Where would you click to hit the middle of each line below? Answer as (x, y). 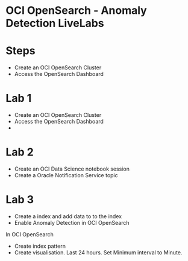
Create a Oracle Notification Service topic (66, 175)
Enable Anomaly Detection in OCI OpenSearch (72, 222)
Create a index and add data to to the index (68, 216)
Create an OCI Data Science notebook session (72, 169)
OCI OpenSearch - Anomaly (76, 11)
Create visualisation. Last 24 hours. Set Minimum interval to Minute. (98, 252)
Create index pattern (40, 246)
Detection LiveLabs (55, 23)
